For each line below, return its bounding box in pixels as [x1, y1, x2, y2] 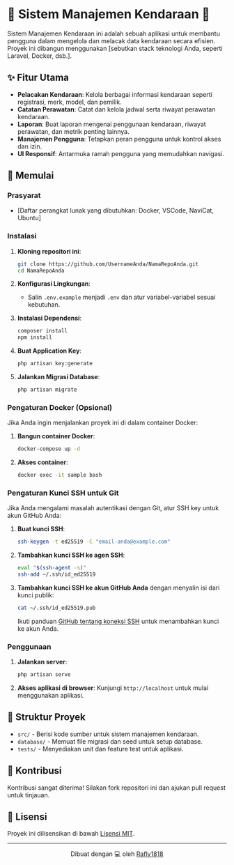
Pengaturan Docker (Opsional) [7, 402, 113, 412]
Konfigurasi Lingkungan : [17, 280, 91, 288]
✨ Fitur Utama [7, 72, 70, 84]
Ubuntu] [17, 214, 42, 222]
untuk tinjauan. [7, 790, 50, 799]
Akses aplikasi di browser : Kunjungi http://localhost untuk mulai [17, 684, 209, 692]
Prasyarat [7, 191, 41, 201]
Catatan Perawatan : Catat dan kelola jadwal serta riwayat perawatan [17, 105, 216, 114]
